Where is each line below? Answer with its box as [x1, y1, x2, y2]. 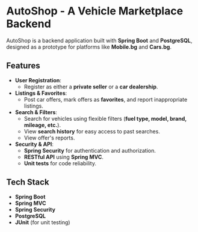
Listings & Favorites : [14, 89, 67, 97]
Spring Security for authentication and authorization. [23, 147, 156, 154]
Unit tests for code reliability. [23, 159, 96, 166]
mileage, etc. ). [23, 121, 61, 129]
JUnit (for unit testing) [14, 218, 70, 226]
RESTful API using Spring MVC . [23, 153, 104, 160]
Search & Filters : [14, 108, 57, 115]
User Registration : [14, 76, 62, 84]
